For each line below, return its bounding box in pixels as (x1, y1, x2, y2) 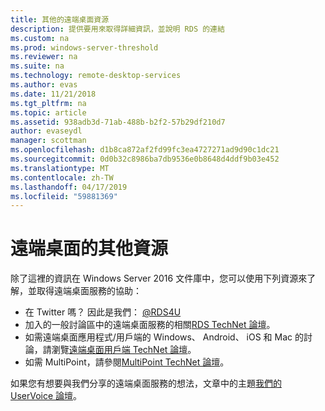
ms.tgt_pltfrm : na (10, 98, 87, 108)
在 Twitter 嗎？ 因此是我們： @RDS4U (24, 306, 182, 318)
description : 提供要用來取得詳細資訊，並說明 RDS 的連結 (10, 24, 225, 34)
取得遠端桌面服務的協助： (36, 285, 142, 297)
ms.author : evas (10, 80, 78, 90)
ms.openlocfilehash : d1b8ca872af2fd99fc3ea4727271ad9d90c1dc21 (10, 145, 280, 155)
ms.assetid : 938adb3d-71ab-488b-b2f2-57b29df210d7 (10, 117, 226, 127)
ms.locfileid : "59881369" (10, 191, 118, 201)
